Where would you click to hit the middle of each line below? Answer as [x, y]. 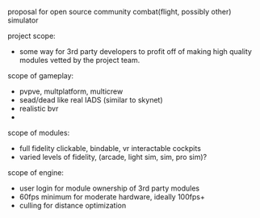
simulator [23, 20]
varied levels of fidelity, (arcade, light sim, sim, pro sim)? [113, 157]
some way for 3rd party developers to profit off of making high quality [135, 51]
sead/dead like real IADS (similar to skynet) [91, 100]
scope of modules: [39, 133]
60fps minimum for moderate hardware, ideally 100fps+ [112, 197]
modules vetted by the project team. [80, 60]
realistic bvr [39, 109]
